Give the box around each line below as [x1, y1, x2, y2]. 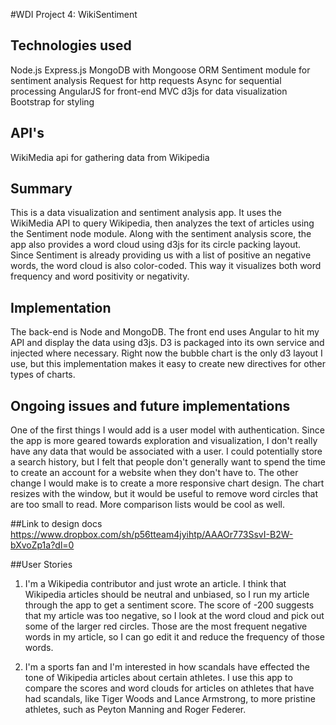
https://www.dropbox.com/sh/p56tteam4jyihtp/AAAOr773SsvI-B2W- [10, 529, 294, 541]
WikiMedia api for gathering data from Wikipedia [10, 151, 210, 163]
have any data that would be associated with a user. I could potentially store [10, 445, 323, 458]
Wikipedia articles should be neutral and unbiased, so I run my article [24, 589, 310, 601]
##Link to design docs [10, 518, 103, 530]
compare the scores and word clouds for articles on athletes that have [24, 682, 315, 694]
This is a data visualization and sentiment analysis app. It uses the [10, 207, 282, 219]
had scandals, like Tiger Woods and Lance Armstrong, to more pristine [24, 693, 316, 705]
